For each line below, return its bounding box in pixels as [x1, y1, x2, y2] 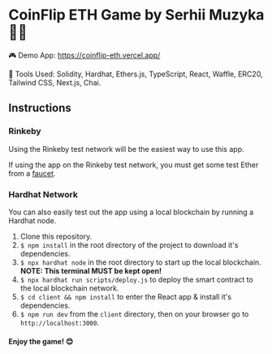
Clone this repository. [19, 231, 93, 241]
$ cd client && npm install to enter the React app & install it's [19, 291, 232, 301]
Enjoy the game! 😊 [8, 336, 74, 346]
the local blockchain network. [19, 283, 119, 293]
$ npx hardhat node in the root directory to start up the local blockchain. [19, 257, 261, 267]
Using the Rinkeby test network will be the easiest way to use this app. [8, 144, 244, 153]
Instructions [8, 101, 71, 115]
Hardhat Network [8, 188, 79, 200]
